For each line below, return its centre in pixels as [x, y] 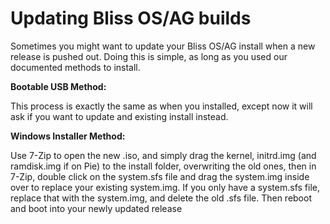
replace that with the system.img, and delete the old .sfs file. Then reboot [161, 198]
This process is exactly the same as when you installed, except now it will [161, 106]
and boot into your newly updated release [96, 208]
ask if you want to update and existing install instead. [119, 116]
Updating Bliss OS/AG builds [131, 18]
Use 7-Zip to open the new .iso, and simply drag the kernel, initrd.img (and [163, 155]
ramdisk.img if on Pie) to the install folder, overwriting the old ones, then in [163, 166]
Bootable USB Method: [58, 86]
